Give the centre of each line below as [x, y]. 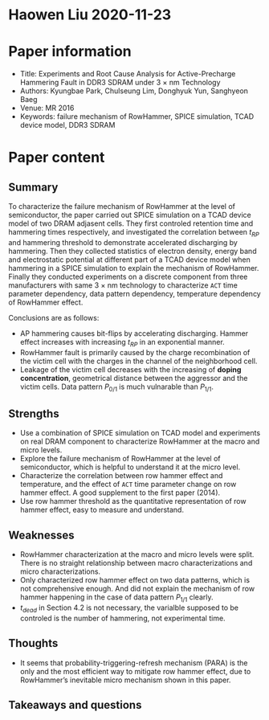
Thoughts [33, 643]
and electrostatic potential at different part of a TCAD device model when [129, 260]
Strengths [34, 413]
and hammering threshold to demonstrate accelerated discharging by [123, 242]
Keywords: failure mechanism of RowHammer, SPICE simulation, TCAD [137, 117]
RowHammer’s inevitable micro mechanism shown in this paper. [125, 680]
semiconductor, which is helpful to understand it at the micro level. [130, 467]
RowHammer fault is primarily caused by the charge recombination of [135, 352]
